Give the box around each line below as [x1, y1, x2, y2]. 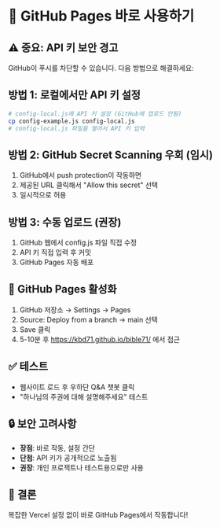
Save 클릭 [19, 324, 51, 334]
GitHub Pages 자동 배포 [19, 257, 94, 267]
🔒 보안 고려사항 [8, 418, 77, 431]
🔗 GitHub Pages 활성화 [8, 282, 117, 296]
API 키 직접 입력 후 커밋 [19, 248, 92, 257]
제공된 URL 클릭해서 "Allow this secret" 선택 [19, 180, 159, 190]
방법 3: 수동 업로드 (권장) [8, 216, 122, 229]
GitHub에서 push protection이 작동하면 [19, 171, 142, 180]
